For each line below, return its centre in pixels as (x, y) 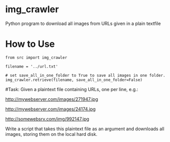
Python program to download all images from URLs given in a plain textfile (83, 23)
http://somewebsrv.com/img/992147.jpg (47, 119)
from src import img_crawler (36, 58)
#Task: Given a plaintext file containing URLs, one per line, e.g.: (72, 89)
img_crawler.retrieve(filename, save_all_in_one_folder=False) (74, 80)
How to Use (30, 44)
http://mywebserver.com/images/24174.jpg (51, 109)
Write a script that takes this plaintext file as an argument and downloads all (85, 129)
